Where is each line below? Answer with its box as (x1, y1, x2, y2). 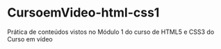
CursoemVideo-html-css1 (7, 5, 160, 21)
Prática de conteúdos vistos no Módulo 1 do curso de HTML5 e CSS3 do (7, 28, 215, 36)
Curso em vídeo (7, 35, 54, 43)
